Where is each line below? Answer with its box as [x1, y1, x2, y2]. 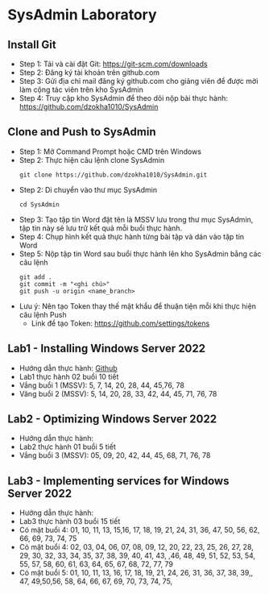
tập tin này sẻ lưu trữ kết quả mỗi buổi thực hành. [19, 223, 183, 233]
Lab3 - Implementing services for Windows [7, 474, 230, 488]
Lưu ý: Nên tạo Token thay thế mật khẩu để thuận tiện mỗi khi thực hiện [19, 301, 257, 311]
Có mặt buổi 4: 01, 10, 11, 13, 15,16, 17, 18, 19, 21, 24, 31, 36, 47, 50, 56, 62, [19, 525, 260, 535]
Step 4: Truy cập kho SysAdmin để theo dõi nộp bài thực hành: [19, 93, 229, 102]
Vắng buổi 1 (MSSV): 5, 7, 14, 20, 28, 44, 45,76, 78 [19, 380, 184, 390]
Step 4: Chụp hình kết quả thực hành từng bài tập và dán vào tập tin [19, 231, 245, 241]
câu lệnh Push [19, 309, 67, 319]
